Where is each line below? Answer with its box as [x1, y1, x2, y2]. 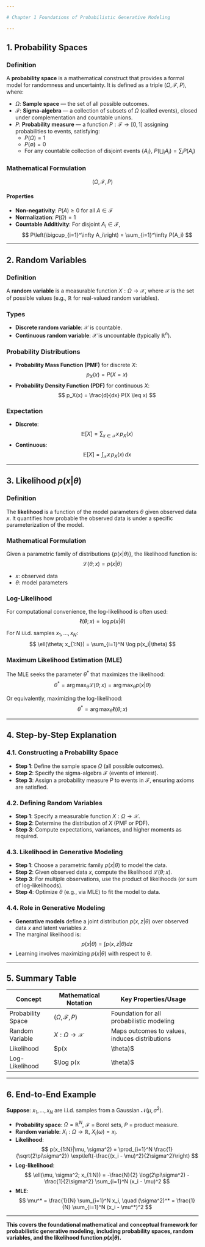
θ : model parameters [15, 579, 68, 586]
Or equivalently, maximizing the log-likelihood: [6, 694, 123, 702]
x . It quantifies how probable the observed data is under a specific [6, 515, 173, 522]
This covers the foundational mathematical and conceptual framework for [6, 1221, 198, 1229]
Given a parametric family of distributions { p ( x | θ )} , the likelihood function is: [6, 550, 198, 557]
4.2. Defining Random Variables [6, 798, 103, 807]
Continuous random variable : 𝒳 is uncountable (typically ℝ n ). [15, 331, 172, 340]
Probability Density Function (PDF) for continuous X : [15, 382, 150, 389]
